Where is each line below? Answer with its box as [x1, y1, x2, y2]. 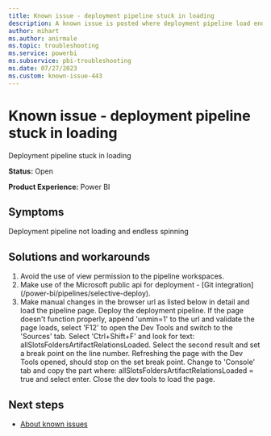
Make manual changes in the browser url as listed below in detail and [19, 297, 250, 307]
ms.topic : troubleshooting [8, 42, 99, 50]
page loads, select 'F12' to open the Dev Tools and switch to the [19, 323, 233, 333]
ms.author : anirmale [8, 34, 78, 43]
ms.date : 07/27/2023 [8, 65, 78, 73]
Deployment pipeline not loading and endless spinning [8, 227, 190, 237]
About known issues [19, 419, 88, 429]
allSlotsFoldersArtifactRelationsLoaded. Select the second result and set [19, 340, 261, 350]
